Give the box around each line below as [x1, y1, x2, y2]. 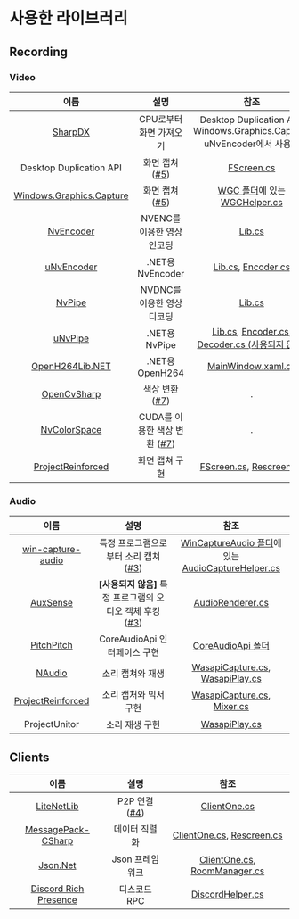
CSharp [41, 834, 74, 847]
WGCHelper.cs [220, 195, 283, 208]
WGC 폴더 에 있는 [217, 184, 287, 196]
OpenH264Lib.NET [30, 360, 111, 372]
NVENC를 [141, 211, 181, 224]
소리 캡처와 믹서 [101, 689, 165, 701]
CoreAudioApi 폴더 [192, 640, 270, 652]
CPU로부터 [139, 112, 183, 125]
